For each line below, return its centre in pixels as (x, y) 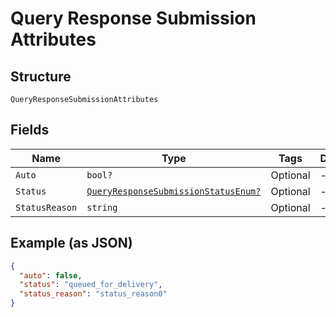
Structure (41, 76)
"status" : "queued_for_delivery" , (91, 285)
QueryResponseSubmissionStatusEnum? (174, 191)
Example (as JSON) (71, 243)
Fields (30, 130)
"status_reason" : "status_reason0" (93, 294)
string (102, 207)
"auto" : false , (51, 275)
